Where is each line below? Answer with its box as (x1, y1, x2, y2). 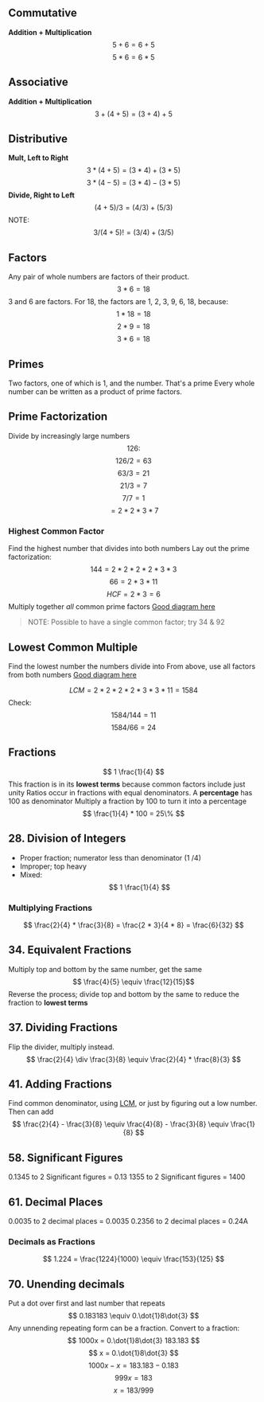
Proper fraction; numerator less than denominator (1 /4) (19, 853, 201, 862)
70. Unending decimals (8, 1277, 125, 1291)
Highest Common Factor (8, 525, 105, 537)
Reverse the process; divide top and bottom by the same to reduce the (8, 989, 240, 998)
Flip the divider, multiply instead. (8, 1042, 115, 1052)
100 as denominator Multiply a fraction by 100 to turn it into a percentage (8, 796, 247, 806)
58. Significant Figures (8, 1150, 123, 1165)
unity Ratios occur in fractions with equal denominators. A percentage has (8, 787, 253, 797)
